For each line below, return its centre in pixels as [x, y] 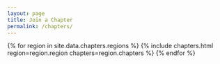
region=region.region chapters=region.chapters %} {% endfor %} [102, 53]
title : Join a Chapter [40, 20]
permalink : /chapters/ [40, 26]
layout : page [26, 13]
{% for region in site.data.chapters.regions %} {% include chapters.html [110, 46]
